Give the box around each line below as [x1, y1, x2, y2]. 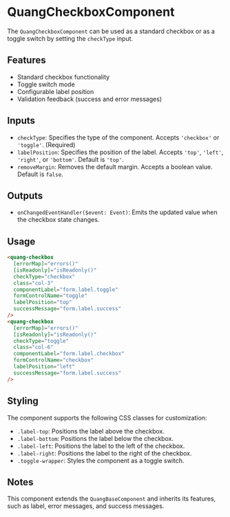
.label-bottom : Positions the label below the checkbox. [17, 434, 174, 442]
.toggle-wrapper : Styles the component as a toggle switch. [17, 456, 185, 464]
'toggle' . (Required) [17, 140, 76, 149]
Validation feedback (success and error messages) [17, 95, 163, 103]
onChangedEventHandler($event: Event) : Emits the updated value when [17, 208, 218, 216]
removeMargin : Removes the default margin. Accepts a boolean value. [17, 162, 213, 171]
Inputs [7, 115, 36, 126]
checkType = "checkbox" [13, 273, 76, 280]
